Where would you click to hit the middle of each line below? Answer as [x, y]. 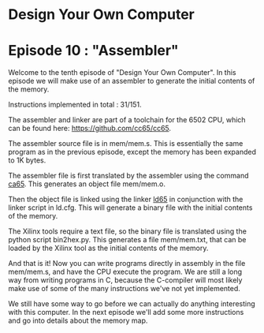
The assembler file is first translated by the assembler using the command [128, 176]
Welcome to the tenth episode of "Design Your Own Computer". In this [122, 73]
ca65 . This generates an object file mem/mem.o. [87, 184]
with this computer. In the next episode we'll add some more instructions [126, 312]
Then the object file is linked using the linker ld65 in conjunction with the [126, 200]
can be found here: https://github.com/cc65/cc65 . [90, 129]
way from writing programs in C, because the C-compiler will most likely [125, 280]
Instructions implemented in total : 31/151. [75, 105]
